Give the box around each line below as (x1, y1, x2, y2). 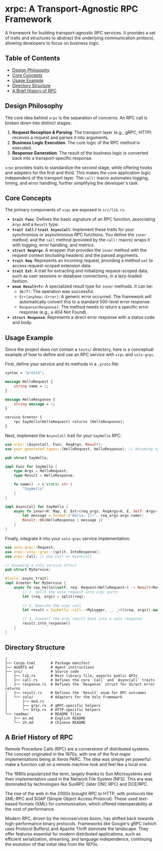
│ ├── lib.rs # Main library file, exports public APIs (5, 673, 138, 678)
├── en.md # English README (14, 715, 86, 721)
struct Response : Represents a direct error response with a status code (12, 314, 155, 320)
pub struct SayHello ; (5, 455, 49, 460)
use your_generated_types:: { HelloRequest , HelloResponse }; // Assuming (5, 446, 153, 451)
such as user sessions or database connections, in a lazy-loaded (12, 273, 142, 279)
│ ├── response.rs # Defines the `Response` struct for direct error (5, 681, 155, 687)
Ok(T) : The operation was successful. (19, 289, 95, 294)
